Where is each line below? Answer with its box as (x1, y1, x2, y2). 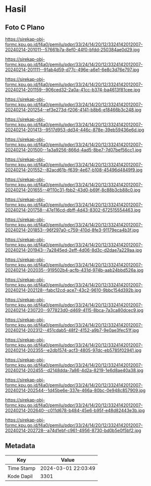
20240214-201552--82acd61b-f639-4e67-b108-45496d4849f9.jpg (5, 167, 143, 173)
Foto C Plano (5, 23, 45, 32)
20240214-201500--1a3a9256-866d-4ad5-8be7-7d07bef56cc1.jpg (5, 147, 142, 152)
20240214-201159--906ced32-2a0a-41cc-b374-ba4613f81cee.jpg (5, 87, 140, 92)
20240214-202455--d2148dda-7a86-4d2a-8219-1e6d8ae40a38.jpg (5, 368, 144, 373)
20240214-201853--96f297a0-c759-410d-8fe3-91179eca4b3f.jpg (5, 227, 139, 233)
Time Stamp (7, 465, 36, 472)
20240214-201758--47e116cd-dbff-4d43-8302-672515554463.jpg (5, 207, 141, 213)
